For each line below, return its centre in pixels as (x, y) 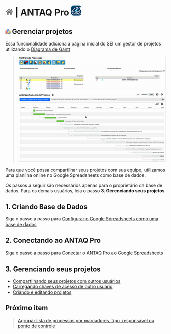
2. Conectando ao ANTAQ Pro (53, 240)
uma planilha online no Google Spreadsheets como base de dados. (76, 175)
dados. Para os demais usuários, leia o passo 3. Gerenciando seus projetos (85, 191)
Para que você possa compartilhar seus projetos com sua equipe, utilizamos (85, 170)
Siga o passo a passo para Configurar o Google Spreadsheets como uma (82, 219)
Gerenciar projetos (42, 31)
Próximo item (27, 308)
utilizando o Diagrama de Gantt (38, 49)
